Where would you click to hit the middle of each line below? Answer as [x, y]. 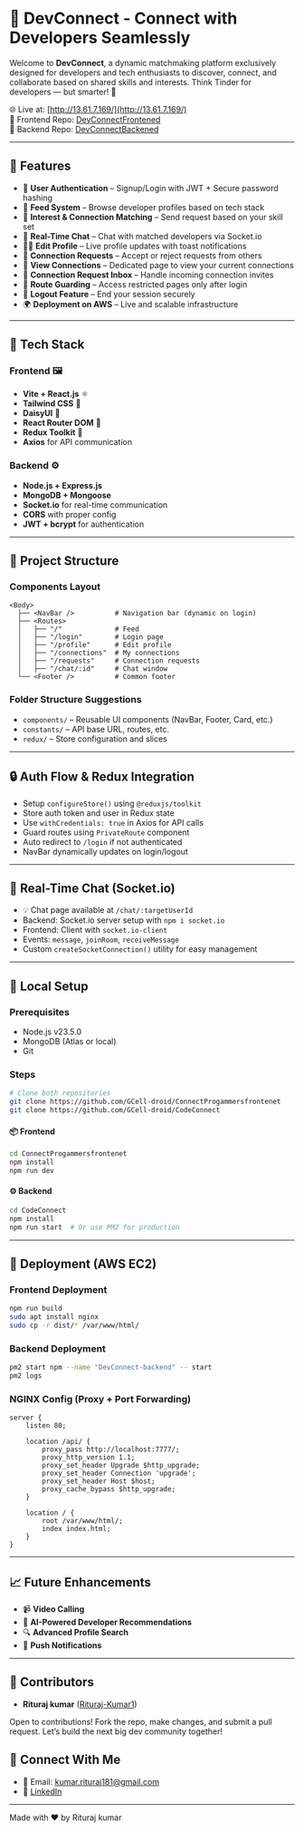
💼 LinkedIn [42, 1791]
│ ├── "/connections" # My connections [99, 653]
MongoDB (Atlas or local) [69, 1042]
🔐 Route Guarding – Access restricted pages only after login [135, 284]
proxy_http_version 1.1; [89, 1458]
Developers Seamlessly [100, 38]
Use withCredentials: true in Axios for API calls [113, 822]
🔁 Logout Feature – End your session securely [109, 294]
